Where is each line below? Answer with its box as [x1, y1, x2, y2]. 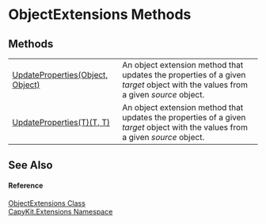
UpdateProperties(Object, [12, 70, 108, 80]
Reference [8, 180, 44, 190]
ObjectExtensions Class [8, 198, 85, 207]
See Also [8, 158, 53, 172]
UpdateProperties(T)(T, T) [12, 117, 111, 127]
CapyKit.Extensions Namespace [8, 207, 113, 216]
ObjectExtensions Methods [8, 6, 192, 24]
